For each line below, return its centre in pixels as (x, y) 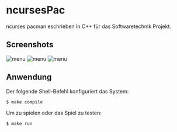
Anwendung (29, 77)
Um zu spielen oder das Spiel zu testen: (54, 113)
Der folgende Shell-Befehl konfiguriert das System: (67, 91)
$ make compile (25, 102)
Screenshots (30, 45)
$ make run (19, 123)
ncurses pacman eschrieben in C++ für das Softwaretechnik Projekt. (88, 26)
